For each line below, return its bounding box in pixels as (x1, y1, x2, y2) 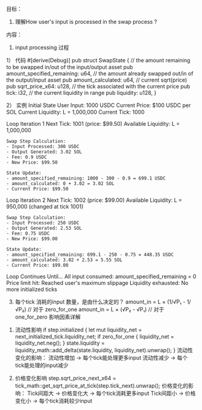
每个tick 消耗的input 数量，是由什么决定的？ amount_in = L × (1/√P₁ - (14, 298, 186, 305)
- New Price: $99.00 (6, 236, 58, 242)
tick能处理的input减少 (14, 362, 69, 369)
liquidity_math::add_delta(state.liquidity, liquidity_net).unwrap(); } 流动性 (14, 347, 193, 354)
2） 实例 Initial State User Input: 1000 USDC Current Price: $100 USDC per (6, 102, 191, 109)
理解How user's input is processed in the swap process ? (14, 18, 157, 25)
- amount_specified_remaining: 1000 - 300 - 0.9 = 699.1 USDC (6, 175, 166, 181)
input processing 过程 (14, 44, 69, 51)
